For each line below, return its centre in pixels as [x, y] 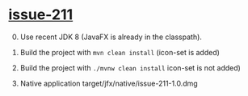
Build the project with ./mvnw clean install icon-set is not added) [130, 68]
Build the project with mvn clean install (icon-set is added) [120, 52]
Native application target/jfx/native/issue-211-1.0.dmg [109, 83]
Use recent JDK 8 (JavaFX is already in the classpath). [111, 37]
